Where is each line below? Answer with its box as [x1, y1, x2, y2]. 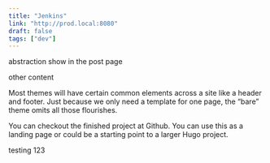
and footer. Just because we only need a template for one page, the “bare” [8, 97, 259, 106]
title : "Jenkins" [8, 11, 67, 20]
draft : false [8, 27, 53, 35]
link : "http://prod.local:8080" [8, 19, 118, 28]
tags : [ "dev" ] [8, 34, 57, 43]
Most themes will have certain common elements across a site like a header [8, 88, 263, 98]
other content [8, 72, 54, 82]
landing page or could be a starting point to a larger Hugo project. [8, 130, 229, 139]
